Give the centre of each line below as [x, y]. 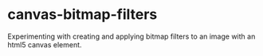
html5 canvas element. [45, 44]
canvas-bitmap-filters [82, 15]
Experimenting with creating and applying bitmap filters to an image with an [131, 36]
